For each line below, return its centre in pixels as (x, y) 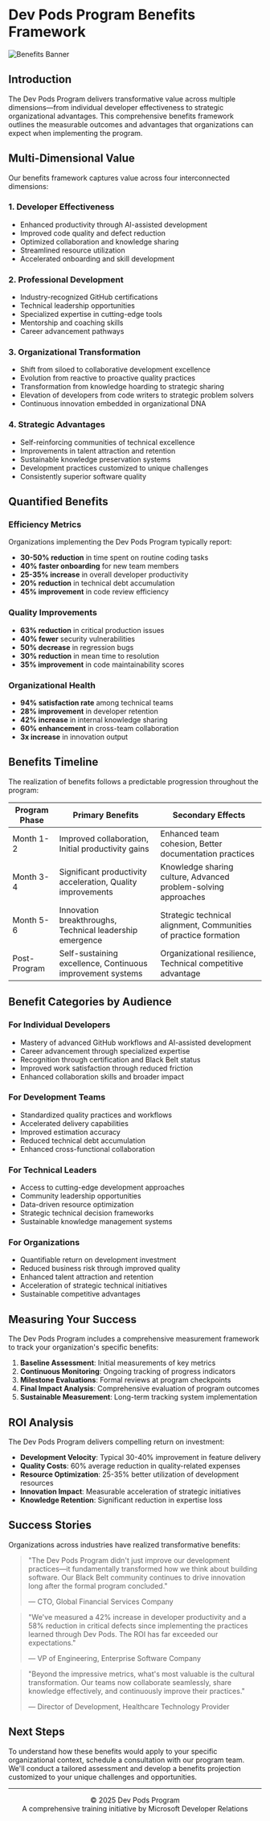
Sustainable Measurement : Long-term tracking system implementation (139, 1397)
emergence (81, 940)
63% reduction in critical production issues (92, 630)
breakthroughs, (88, 920)
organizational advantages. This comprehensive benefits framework (121, 116)
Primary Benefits (106, 815)
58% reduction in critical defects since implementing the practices (138, 1626)
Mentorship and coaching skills (72, 323)
